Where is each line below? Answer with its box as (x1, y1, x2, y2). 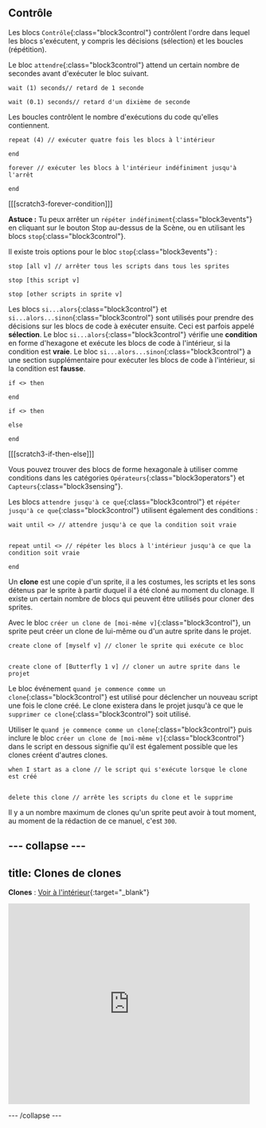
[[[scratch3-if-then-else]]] (8, 449, 95, 459)
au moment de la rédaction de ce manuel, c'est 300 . (8, 816, 178, 825)
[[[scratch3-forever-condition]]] (8, 199, 113, 209)
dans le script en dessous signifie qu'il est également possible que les (8, 741, 238, 751)
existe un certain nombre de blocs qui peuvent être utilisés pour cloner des (8, 594, 255, 603)
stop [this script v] (8, 276, 80, 284)
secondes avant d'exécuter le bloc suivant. (8, 68, 149, 78)
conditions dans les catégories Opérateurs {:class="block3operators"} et (8, 473, 245, 483)
